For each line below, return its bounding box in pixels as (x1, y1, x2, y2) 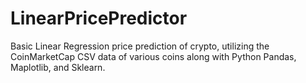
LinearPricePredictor (10, 7, 188, 30)
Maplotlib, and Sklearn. (10, 61, 106, 73)
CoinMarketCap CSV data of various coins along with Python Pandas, (10, 50, 297, 62)
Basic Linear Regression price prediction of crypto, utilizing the (10, 40, 270, 52)
